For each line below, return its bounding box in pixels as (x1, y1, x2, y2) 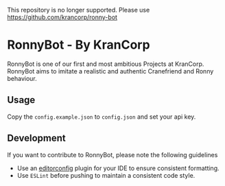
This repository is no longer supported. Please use (7, 6, 150, 14)
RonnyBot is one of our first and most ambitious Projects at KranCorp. (7, 60, 204, 68)
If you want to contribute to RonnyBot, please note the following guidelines (7, 150, 218, 159)
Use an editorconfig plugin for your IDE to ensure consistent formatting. (16, 164, 220, 172)
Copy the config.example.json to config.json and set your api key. (7, 113, 196, 121)
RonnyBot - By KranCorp (7, 37, 150, 53)
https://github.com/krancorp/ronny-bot (7, 13, 118, 21)
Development (7, 132, 67, 144)
